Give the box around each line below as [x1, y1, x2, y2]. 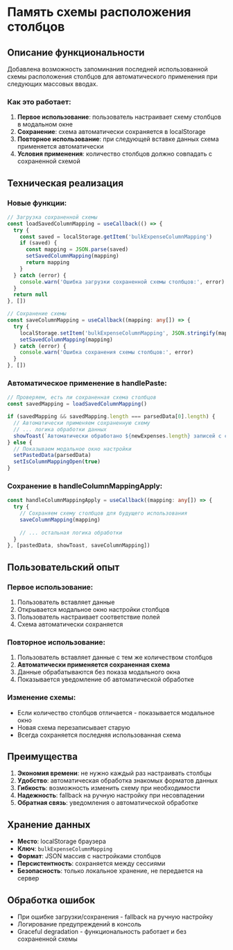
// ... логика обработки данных [13, 426, 107, 433]
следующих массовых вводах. [7, 80, 98, 87]
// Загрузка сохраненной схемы [7, 213, 98, 221]
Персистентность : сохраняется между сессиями [17, 859, 166, 868]
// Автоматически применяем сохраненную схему [13, 419, 150, 427]
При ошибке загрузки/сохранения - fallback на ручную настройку [17, 912, 214, 921]
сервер [17, 874, 40, 883]
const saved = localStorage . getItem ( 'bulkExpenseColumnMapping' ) [19, 233, 213, 240]
